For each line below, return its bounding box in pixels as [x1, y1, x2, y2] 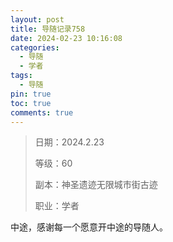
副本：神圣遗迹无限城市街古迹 [34, 179, 158, 191]
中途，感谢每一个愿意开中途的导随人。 [10, 221, 168, 233]
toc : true [10, 98, 52, 108]
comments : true [10, 107, 74, 118]
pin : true [10, 89, 52, 99]
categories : [10, 42, 60, 53]
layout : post [10, 14, 65, 25]
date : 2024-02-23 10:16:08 [10, 33, 123, 43]
